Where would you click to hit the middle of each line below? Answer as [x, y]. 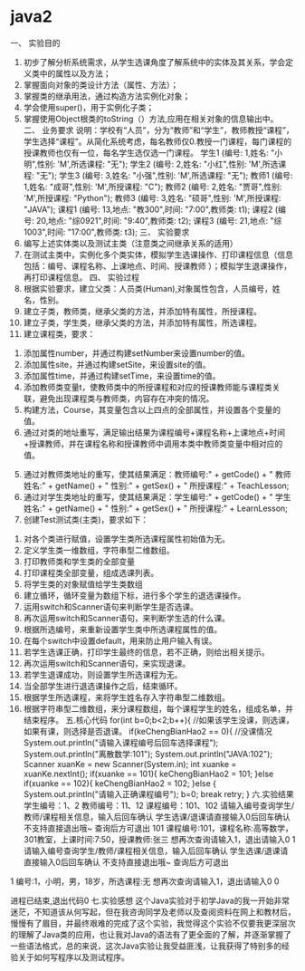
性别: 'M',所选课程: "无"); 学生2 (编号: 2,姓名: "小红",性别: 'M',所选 [157, 164]
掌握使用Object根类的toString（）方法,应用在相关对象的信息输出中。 [151, 119]
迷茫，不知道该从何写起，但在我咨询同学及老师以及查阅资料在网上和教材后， [153, 911]
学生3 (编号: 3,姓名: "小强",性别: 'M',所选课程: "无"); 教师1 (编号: [176, 175]
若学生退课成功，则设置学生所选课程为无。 [103, 674]
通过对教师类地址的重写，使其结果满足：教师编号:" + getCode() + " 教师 [157, 474]
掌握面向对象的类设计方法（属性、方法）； [101, 84]
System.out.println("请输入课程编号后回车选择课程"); [121, 742]
